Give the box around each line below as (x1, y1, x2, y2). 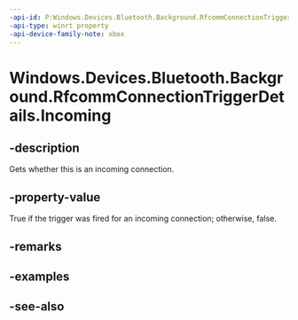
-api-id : (9, 12, 42, 22)
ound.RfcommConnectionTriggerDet (9, 86, 286, 106)
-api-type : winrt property (9, 21, 109, 30)
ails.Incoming (9, 105, 112, 125)
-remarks (9, 238, 62, 254)
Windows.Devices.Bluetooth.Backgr (9, 67, 284, 88)
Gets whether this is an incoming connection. (9, 164, 175, 175)
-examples (9, 269, 70, 284)
